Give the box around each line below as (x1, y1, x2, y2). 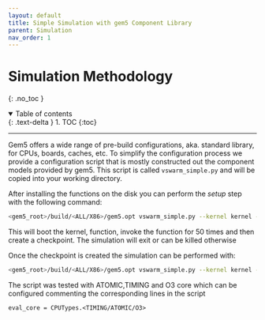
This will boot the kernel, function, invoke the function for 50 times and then (8, 227, 255, 237)
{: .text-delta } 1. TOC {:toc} (8, 118, 97, 127)
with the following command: (8, 198, 103, 207)
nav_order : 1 (8, 33, 51, 42)
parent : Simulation (8, 26, 73, 34)
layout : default (8, 11, 62, 20)
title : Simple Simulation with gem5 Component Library (8, 19, 192, 27)
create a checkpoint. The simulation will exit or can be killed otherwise (8, 235, 237, 245)
